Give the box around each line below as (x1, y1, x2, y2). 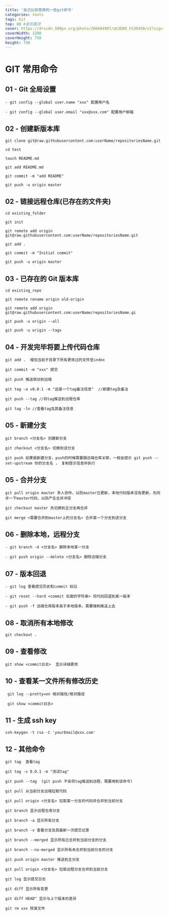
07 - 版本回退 (5, 569, 46, 578)
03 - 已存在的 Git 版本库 (5, 274, 79, 283)
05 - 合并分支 (5, 476, 47, 484)
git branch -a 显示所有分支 (5, 818, 59, 823)
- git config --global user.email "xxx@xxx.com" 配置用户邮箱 (5, 109, 134, 115)
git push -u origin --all (5, 319, 59, 324)
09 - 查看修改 (5, 647, 47, 656)
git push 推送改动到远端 (5, 377, 52, 382)
